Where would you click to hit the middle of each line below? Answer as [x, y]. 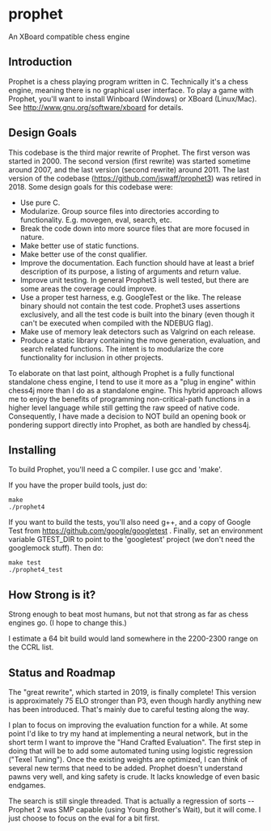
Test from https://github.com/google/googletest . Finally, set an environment [135, 531]
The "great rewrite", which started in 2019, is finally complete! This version [132, 692]
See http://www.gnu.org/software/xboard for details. [96, 107]
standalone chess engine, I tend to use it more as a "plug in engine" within [132, 381]
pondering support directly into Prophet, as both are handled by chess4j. [129, 424]
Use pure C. [40, 202]
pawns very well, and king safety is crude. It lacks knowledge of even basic [134, 777]
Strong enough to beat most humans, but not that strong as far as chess [129, 614]
